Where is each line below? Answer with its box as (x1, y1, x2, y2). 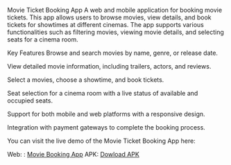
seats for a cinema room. (7, 35, 78, 44)
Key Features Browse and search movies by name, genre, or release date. (7, 49, 219, 57)
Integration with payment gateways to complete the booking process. (7, 123, 206, 131)
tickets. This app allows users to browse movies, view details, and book (7, 13, 212, 21)
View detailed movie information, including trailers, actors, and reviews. (7, 62, 212, 70)
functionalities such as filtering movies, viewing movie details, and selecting (7, 28, 224, 36)
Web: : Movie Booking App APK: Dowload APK (7, 150, 140, 158)
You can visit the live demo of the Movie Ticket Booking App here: (7, 137, 196, 145)
